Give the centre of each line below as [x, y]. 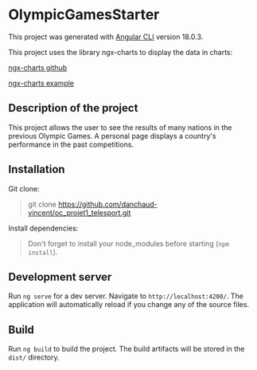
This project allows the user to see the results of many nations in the [120, 127]
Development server [60, 277]
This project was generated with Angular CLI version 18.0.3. [106, 37]
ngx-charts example [41, 83]
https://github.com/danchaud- [108, 204]
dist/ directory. [34, 357]
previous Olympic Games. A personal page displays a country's [112, 136]
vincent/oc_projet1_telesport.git [79, 212]
